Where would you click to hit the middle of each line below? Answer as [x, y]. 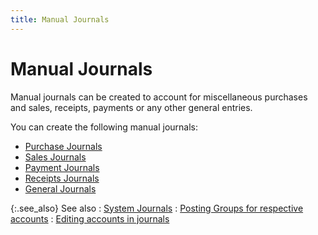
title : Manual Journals [60, 19]
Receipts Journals [62, 178]
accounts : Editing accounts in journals [90, 218]
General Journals [60, 188]
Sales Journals [55, 157]
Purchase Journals [63, 146]
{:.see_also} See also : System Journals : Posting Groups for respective [157, 208]
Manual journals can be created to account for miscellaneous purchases [159, 97]
